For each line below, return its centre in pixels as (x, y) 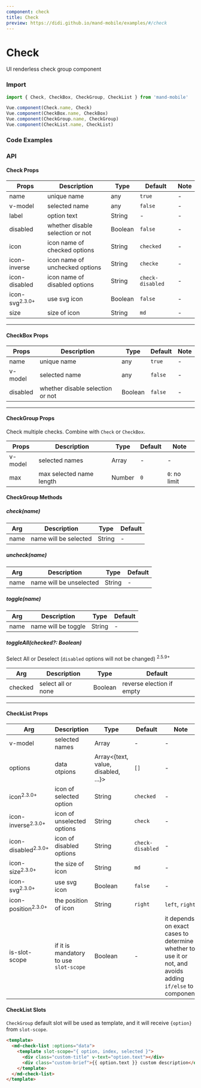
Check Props (22, 170)
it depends (179, 919)
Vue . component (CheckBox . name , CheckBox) (57, 114)
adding (174, 979)
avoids (174, 971)
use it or (176, 956)
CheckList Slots (26, 1009)
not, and (176, 964)
